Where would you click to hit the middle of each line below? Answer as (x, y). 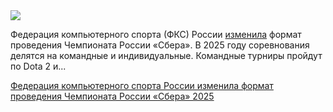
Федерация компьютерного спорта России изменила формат (142, 85)
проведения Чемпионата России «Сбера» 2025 (112, 96)
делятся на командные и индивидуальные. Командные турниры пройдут (166, 55)
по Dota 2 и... (38, 66)
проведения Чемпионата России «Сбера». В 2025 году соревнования (160, 45)
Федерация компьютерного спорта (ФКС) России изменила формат (156, 34)
